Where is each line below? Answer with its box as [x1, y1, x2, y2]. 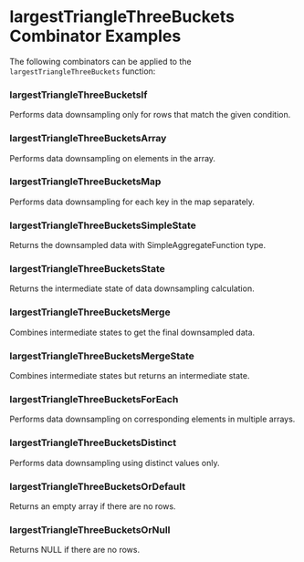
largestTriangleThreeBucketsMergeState [9, 349, 194, 362]
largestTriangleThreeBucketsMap [9, 175, 162, 188]
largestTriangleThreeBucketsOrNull [9, 523, 171, 536]
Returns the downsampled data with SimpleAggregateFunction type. [9, 240, 267, 251]
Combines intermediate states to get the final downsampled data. [9, 327, 256, 338]
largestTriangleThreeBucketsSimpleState [9, 219, 196, 232]
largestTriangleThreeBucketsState [9, 263, 166, 276]
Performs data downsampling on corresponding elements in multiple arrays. [9, 413, 296, 425]
